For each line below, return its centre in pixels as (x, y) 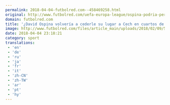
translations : (20, 43)
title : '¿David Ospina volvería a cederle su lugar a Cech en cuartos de (85, 24)
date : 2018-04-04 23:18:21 (34, 33)
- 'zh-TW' (18, 80)
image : (12, 29)
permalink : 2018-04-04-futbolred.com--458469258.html (63, 10)
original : (16, 15)
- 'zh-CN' (18, 76)
